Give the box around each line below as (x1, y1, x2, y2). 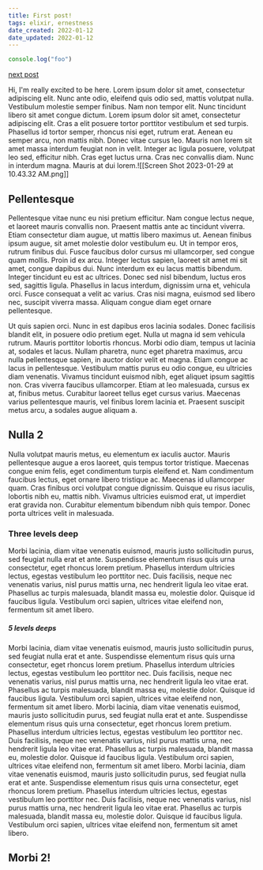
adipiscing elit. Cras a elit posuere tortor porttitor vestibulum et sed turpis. (8, 119, 249, 128)
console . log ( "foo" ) (8, 55, 73, 63)
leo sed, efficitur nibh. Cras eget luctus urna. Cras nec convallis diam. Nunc (8, 152, 254, 162)
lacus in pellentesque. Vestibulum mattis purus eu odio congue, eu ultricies (8, 363, 253, 372)
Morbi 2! (8, 851, 51, 864)
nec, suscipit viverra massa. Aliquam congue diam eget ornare (8, 297, 212, 307)
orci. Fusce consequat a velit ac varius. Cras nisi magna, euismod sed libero (8, 288, 255, 298)
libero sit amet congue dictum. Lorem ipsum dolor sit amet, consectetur (8, 110, 241, 120)
